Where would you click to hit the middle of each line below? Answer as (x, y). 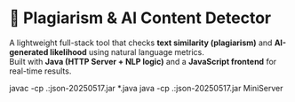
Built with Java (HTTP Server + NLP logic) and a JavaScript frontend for (143, 61)
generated (29, 51)
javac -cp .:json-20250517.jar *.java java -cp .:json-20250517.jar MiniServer (146, 88)
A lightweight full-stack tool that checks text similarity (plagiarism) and (141, 43)
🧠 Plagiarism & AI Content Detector (140, 18)
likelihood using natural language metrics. (127, 51)
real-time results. (40, 71)
